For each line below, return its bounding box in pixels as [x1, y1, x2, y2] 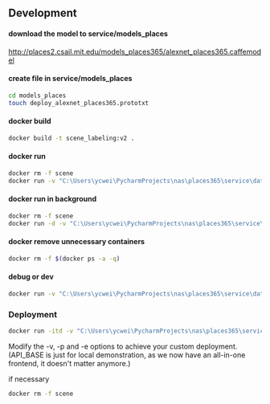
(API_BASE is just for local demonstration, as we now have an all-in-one [8, 349, 246, 360]
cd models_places [8, 92, 67, 100]
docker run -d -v [8, 219, 67, 227]
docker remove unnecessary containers [8, 237, 145, 247]
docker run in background [8, 194, 97, 204]
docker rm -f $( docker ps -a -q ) [8, 255, 121, 263]
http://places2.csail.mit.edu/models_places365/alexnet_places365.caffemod [8, 47, 262, 56]
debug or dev [8, 272, 54, 282]
